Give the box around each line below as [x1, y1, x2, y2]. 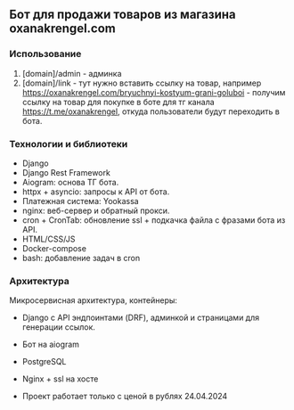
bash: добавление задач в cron [21, 252, 141, 263]
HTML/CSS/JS [21, 234, 76, 244]
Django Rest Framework [21, 167, 111, 177]
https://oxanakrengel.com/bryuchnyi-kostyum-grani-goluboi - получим [21, 86, 286, 97]
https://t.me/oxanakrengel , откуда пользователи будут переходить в [21, 106, 281, 117]
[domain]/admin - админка [21, 68, 122, 78]
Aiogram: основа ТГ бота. [21, 176, 119, 187]
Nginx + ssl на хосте [21, 373, 99, 384]
